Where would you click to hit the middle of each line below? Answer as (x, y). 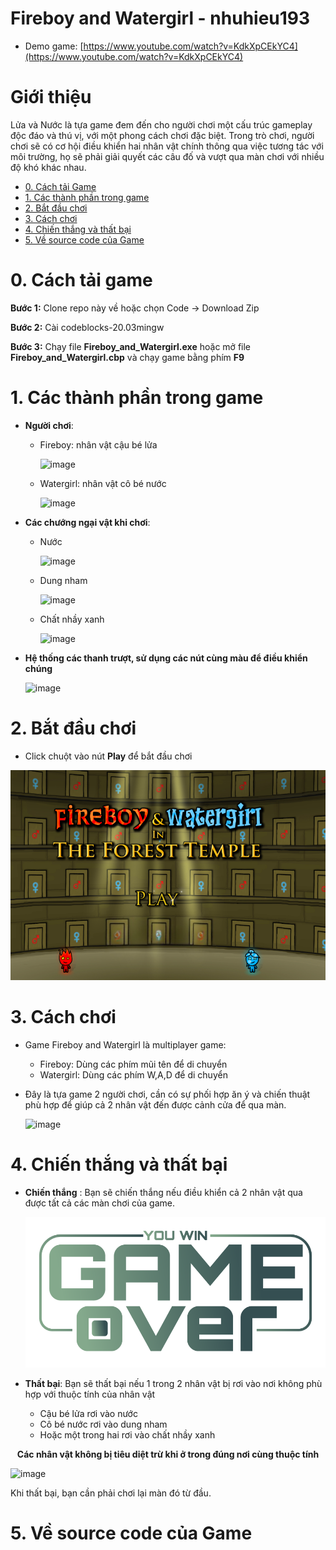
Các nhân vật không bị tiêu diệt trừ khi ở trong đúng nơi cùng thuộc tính (168, 1454)
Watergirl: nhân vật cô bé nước (103, 483)
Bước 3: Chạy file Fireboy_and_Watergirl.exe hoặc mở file (131, 346)
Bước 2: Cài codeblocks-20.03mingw (87, 327)
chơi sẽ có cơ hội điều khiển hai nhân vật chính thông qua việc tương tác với (167, 146)
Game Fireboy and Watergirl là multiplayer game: (125, 1044)
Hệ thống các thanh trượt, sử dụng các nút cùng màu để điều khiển (166, 658)
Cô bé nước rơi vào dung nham (103, 1424)
